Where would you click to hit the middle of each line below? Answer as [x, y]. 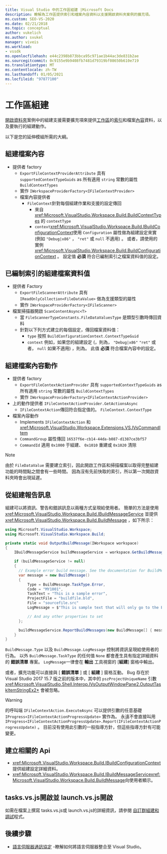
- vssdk [13, 51]
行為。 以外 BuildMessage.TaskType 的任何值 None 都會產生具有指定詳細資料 [82, 656]
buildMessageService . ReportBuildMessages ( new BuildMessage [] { [85, 630]
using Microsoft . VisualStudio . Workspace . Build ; [55, 534]
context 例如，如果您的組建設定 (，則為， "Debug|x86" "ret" [89, 342]
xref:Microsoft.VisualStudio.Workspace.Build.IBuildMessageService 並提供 [82, 514]
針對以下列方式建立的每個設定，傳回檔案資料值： [70, 330]
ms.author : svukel [24, 38]
